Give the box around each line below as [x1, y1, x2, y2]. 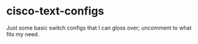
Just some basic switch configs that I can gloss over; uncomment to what [6, 24, 192, 31]
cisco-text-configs [6, 4, 105, 18]
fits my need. [6, 30, 40, 37]
